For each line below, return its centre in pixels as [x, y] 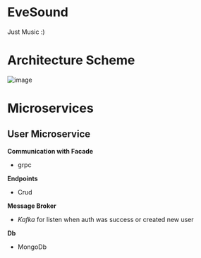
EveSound [38, 12]
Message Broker [32, 206]
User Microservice [49, 134]
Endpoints [23, 178]
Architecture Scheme [71, 60]
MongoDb [32, 247]
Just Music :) [26, 32]
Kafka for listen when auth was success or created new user [105, 219]
